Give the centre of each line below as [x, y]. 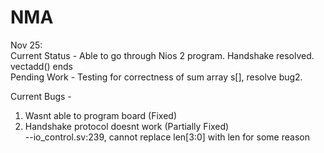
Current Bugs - [41, 96]
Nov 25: [26, 45]
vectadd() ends [41, 66]
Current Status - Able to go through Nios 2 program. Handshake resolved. [162, 55]
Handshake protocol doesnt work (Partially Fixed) [127, 126]
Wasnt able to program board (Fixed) [100, 115]
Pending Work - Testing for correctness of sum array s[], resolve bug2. [156, 77]
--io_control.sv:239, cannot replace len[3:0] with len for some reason [167, 137]
